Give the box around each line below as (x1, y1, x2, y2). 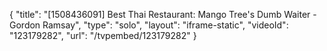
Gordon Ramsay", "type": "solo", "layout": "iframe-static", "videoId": (9, 19, 289, 31)
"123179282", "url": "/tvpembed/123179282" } (9, 30, 197, 41)
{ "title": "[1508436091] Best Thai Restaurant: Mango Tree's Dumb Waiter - (9, 9, 317, 20)
